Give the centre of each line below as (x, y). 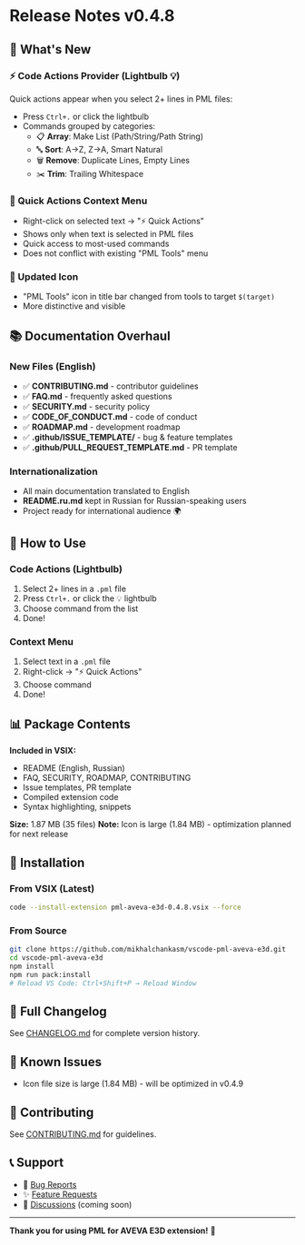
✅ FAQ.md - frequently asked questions (97, 397)
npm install (32, 966)
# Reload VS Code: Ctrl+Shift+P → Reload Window (103, 983)
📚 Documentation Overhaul (90, 336)
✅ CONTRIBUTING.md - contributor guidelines (110, 386)
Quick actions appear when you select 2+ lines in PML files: (121, 99)
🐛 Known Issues (56, 1062)
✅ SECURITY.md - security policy (86, 407)
